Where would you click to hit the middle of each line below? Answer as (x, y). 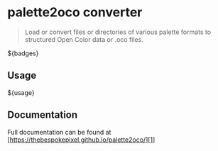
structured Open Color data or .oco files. (84, 39)
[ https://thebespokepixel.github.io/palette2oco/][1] (81, 140)
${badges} (23, 53)
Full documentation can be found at (59, 132)
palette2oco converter (75, 12)
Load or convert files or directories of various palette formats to (118, 32)
